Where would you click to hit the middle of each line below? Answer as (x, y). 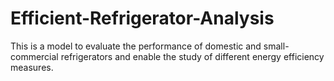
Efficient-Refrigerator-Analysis (142, 18)
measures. (32, 67)
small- (276, 46)
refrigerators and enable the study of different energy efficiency (192, 56)
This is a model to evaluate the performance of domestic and (136, 46)
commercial (34, 56)
